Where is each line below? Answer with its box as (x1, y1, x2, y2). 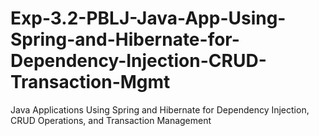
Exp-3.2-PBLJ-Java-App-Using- (10, 7, 287, 30)
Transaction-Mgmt (10, 71, 171, 94)
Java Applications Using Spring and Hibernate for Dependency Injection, (10, 103, 310, 116)
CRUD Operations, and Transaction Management (10, 114, 212, 126)
